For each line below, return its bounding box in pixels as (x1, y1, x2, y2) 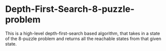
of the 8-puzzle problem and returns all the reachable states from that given (5, 36, 162, 42)
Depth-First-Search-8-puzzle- (5, 3, 135, 15)
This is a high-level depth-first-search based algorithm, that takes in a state (5, 30, 161, 36)
